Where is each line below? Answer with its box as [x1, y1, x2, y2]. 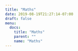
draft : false [5, 16, 32, 21]
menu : [5, 20, 16, 26]
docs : [9, 25, 21, 30]
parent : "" [14, 34, 36, 39]
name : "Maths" [14, 39, 43, 44]
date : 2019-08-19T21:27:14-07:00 [5, 12, 74, 17]
